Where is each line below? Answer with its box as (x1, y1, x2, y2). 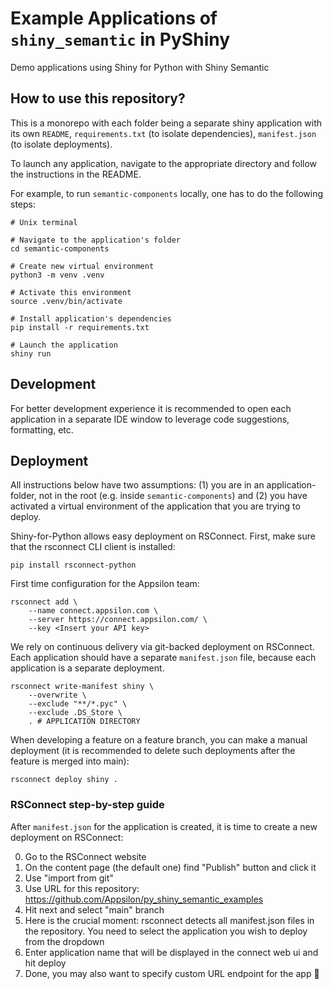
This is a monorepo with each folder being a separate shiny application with (10, 117, 323, 129)
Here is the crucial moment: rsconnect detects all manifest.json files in (24, 914, 315, 926)
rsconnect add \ (10, 597, 78, 607)
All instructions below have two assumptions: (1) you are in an (10, 479, 265, 491)
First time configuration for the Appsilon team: (10, 578, 200, 590)
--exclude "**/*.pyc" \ (28, 699, 128, 709)
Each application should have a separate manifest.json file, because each (10, 652, 317, 664)
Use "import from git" (24, 872, 114, 884)
